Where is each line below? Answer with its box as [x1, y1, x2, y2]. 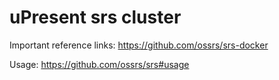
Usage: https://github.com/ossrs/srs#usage [9, 58, 190, 70]
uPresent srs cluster [9, 6, 182, 29]
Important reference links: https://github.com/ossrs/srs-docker [9, 39, 269, 51]
